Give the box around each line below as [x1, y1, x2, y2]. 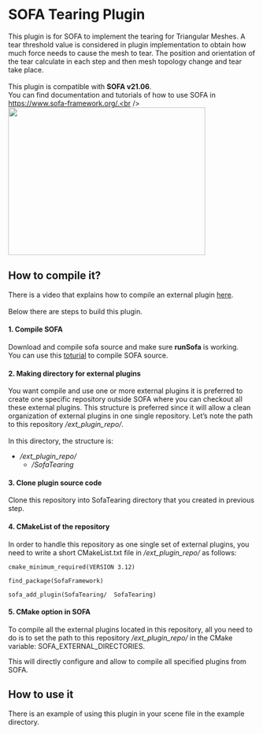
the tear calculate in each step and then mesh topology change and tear [8, 57, 243, 66]
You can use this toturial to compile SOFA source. [8, 350, 169, 360]
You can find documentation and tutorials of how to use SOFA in [8, 90, 217, 99]
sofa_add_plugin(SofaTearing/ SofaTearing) [8, 591, 157, 599]
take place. [8, 65, 44, 74]
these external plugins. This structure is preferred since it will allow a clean [8, 403, 251, 413]
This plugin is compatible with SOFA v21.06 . [8, 81, 152, 91]
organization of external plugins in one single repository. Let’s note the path [8, 411, 254, 421]
